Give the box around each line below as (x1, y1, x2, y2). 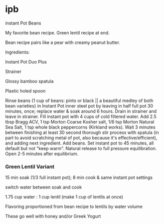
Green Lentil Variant (5, 163, 55, 170)
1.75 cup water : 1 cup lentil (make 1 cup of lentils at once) (5, 194, 124, 200)
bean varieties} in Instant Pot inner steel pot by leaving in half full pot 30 (5, 102, 154, 108)
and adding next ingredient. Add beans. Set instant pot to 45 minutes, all (5, 140, 154, 146)
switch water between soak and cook (5, 184, 82, 190)
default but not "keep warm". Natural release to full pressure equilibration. (5, 145, 157, 151)
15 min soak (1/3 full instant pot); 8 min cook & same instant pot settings (5, 174, 153, 180)
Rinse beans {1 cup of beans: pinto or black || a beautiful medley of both (5, 97, 154, 103)
